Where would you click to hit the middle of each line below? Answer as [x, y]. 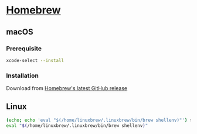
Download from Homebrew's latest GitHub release [67, 88]
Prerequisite [24, 49]
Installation [23, 75]
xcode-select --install [35, 60]
